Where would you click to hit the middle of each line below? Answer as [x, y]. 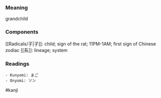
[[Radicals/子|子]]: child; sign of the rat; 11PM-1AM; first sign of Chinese [81, 44]
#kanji [12, 90]
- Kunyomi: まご [22, 75]
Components [22, 32]
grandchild [17, 19]
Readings [17, 64]
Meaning [17, 8]
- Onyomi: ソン [21, 81]
